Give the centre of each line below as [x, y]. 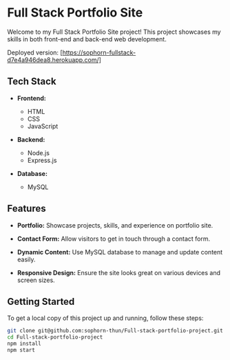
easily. [26, 259]
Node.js [39, 152]
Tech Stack [32, 82]
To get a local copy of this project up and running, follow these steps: [105, 318]
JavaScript [43, 126]
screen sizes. [36, 280]
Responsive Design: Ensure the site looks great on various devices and [119, 272]
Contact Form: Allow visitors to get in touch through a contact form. [114, 239]
